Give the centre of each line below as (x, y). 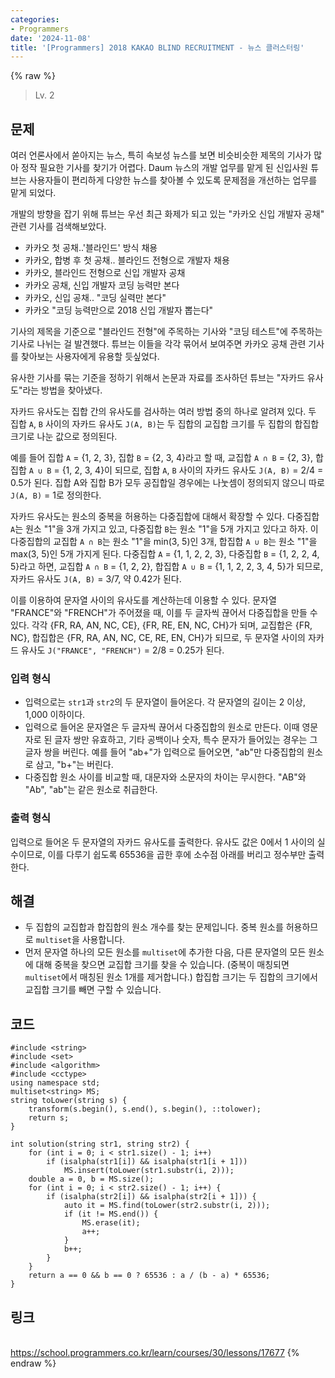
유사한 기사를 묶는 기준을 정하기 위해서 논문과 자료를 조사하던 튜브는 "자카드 (157, 378)
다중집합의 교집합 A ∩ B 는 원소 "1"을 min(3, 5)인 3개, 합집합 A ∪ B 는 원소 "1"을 (164, 542)
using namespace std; (55, 1083)
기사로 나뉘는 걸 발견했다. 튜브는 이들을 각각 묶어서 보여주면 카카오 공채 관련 (158, 344)
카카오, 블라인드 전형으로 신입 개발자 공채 (105, 273)
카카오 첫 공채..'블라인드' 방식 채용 (91, 248)
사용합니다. (103, 940)
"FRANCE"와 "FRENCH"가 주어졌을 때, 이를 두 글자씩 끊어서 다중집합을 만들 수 (164, 613)
